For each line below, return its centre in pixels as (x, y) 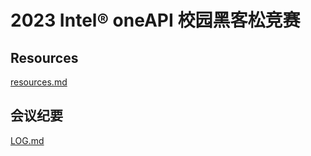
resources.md (39, 82)
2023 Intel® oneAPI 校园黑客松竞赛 (155, 20)
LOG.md (27, 140)
